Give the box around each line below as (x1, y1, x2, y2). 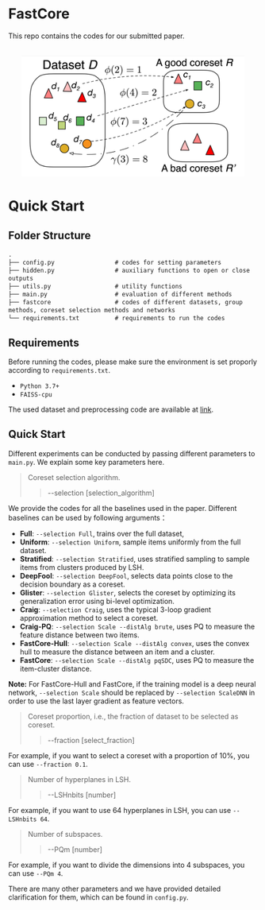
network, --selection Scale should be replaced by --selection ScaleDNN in (8, 687, 255, 697)
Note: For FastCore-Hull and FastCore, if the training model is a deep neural (8, 679, 256, 688)
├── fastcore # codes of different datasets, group (8, 299, 244, 307)
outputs (8, 275, 34, 283)
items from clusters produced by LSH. (19, 562, 144, 572)
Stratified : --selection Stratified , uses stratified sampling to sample (19, 554, 250, 563)
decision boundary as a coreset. (19, 579, 125, 589)
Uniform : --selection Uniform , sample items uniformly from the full (19, 537, 241, 547)
